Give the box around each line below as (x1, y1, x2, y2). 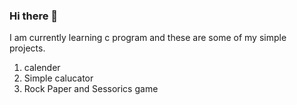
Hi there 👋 (9, 9, 59, 23)
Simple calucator (23, 72, 94, 84)
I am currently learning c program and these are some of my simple (9, 32, 287, 44)
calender (23, 62, 61, 74)
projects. (9, 42, 46, 54)
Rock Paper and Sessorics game (23, 83, 159, 95)
